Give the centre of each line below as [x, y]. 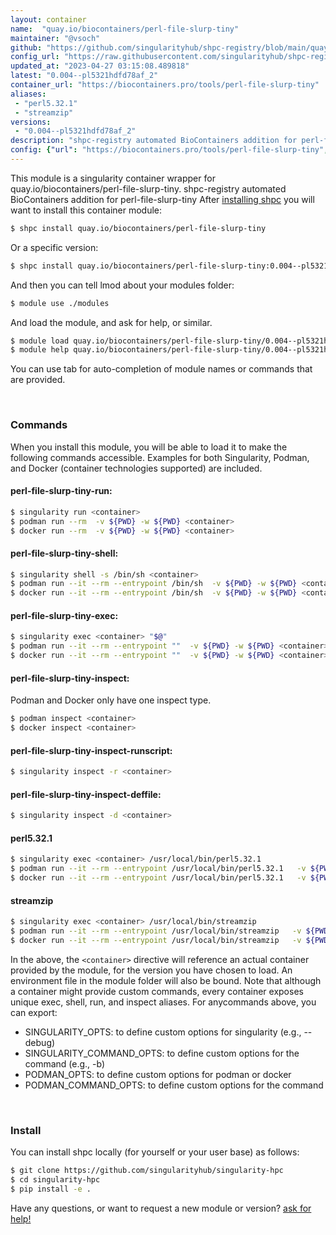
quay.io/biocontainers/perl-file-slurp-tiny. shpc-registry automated [148, 188]
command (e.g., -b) [65, 1063]
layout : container [48, 19]
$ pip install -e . [51, 1189]
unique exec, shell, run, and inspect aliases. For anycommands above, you [163, 1002]
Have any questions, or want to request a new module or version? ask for [161, 1208]
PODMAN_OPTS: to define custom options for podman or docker [158, 1074]
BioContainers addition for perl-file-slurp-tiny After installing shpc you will [162, 199]
